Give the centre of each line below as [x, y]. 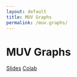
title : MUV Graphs [29, 17]
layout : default [26, 12]
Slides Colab [22, 68]
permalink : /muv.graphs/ [37, 23]
